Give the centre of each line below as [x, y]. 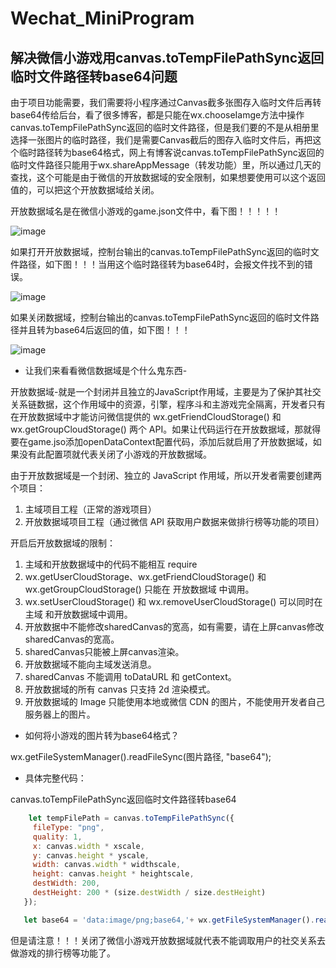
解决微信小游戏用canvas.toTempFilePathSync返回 [167, 57]
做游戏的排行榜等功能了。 [63, 953]
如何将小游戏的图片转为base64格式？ [102, 735]
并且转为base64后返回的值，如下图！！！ [104, 330]
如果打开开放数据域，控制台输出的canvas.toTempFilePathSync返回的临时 [160, 251]
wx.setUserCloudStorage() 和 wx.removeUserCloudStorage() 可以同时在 [173, 601]
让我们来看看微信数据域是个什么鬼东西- [106, 370]
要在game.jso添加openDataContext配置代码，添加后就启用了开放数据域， [161, 441]
